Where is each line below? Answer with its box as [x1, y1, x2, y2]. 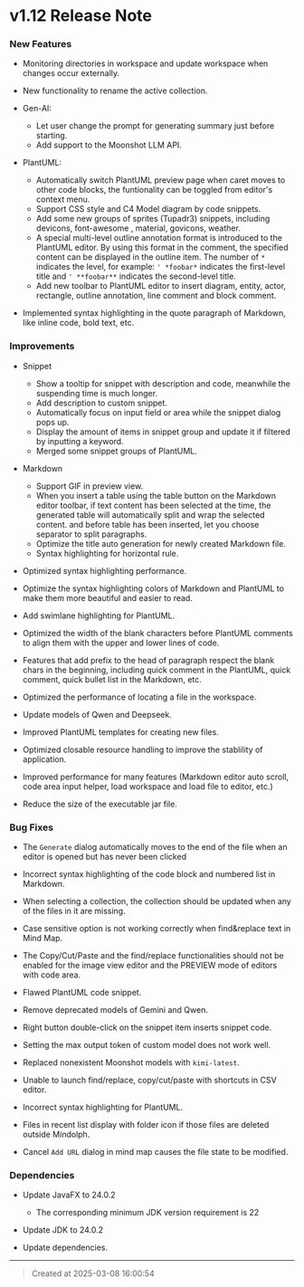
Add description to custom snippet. [35, 397, 167, 408]
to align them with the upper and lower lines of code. [22, 637, 220, 648]
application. [22, 753, 67, 765]
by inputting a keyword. [35, 435, 124, 446]
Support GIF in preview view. [35, 481, 144, 491]
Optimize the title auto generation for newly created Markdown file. [35, 538, 287, 548]
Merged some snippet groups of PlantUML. [35, 445, 197, 456]
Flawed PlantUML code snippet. [22, 987, 142, 998]
